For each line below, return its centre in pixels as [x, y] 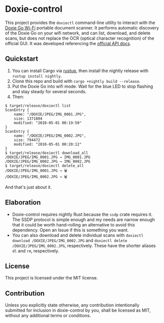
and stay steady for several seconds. [49, 91]
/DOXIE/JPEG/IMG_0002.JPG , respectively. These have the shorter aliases [84, 246]
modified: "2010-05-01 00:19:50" [48, 123]
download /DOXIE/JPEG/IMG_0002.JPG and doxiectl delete [70, 240]
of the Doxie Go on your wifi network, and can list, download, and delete [78, 33]
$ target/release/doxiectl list [38, 106]
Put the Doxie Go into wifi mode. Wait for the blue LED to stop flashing [82, 86]
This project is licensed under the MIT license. [51, 278]
